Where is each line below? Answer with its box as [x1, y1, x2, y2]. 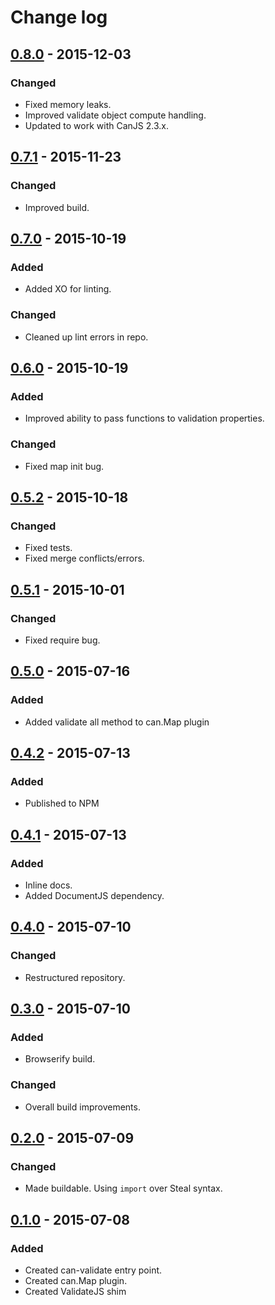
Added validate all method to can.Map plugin [24, 716, 210, 728]
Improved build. [24, 201, 90, 213]
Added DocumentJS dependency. [24, 889, 165, 901]
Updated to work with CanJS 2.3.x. [24, 119, 169, 131]
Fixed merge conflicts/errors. [24, 552, 145, 565]
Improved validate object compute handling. [24, 109, 207, 121]
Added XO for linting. [24, 283, 112, 295]
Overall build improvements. [24, 1101, 141, 1113]
